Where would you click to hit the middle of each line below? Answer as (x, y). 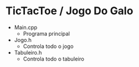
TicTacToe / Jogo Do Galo (69, 11)
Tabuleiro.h (28, 52)
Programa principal (46, 33)
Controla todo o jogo (48, 46)
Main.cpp (26, 27)
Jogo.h (23, 40)
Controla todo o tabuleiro (53, 59)
